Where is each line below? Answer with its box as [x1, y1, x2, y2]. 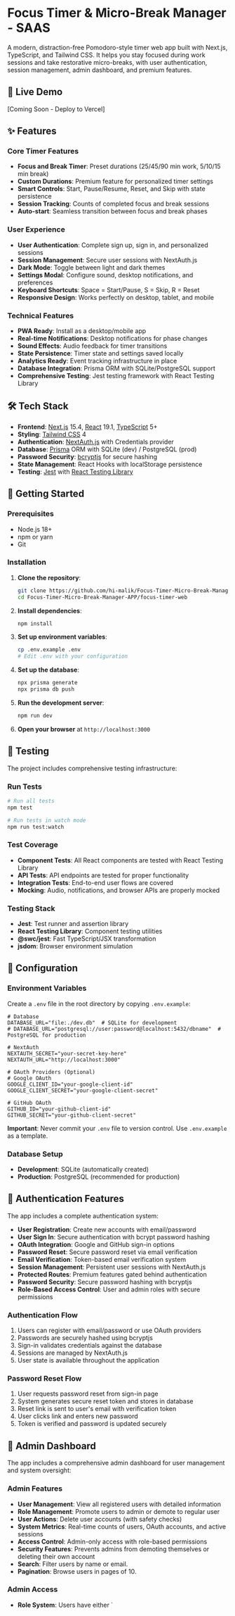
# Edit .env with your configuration [17, 653, 128, 660]
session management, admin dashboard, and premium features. [7, 65, 192, 74]
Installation [7, 558, 47, 568]
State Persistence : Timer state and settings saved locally [17, 349, 184, 358]
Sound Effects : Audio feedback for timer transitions [17, 342, 168, 350]
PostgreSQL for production [7, 1032, 86, 1039]
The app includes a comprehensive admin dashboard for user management [7, 1459, 225, 1467]
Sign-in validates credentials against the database [17, 1341, 163, 1350]
